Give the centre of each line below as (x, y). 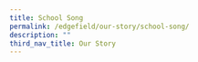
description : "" (40, 35)
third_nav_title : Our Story (63, 43)
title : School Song (47, 18)
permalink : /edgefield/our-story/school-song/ (99, 26)
